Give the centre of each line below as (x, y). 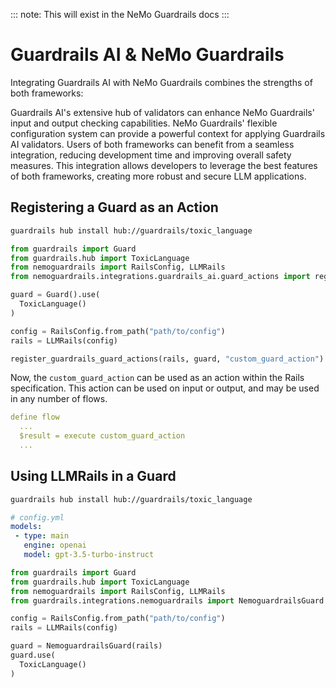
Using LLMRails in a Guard (93, 476)
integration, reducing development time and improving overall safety (151, 155)
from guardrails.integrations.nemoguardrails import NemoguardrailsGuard (167, 600)
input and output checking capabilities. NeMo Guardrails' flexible (144, 123)
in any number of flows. (59, 399)
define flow (35, 417)
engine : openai (55, 545)
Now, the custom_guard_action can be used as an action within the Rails (157, 378)
